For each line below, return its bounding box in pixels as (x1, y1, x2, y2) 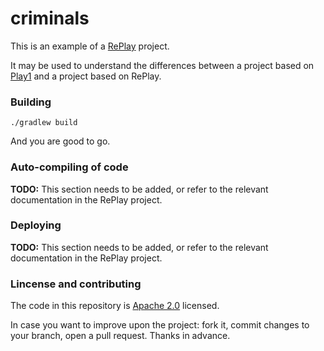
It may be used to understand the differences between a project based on (10, 59, 315, 71)
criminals (10, 7, 90, 30)
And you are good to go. (10, 135, 111, 147)
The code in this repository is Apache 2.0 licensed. (10, 300, 220, 312)
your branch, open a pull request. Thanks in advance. (10, 330, 231, 342)
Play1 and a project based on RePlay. (10, 70, 162, 82)
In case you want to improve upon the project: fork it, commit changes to (10, 319, 310, 331)
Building (10, 95, 52, 109)
